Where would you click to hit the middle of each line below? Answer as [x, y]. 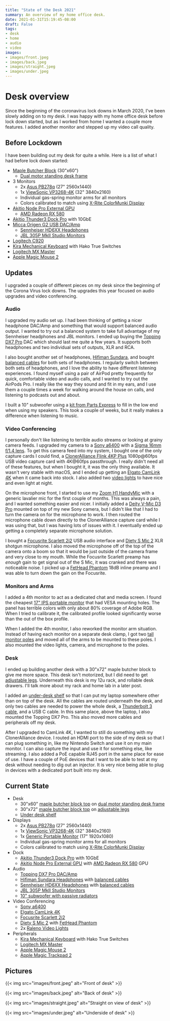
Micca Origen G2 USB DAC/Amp [46, 224]
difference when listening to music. [42, 416]
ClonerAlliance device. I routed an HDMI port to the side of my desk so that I [85, 738]
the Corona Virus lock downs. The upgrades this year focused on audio [80, 290]
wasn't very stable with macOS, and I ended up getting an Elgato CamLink [83, 472]
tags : [11, 29]
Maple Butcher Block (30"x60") [45, 170]
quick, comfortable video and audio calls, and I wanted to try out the [77, 378]
